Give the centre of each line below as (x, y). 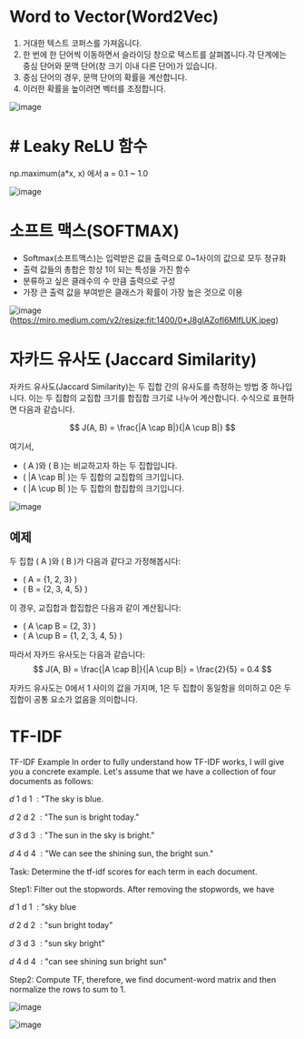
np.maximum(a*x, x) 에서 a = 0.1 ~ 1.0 (79, 173)
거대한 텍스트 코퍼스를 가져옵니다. (82, 43)
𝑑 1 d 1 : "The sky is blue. (57, 799)
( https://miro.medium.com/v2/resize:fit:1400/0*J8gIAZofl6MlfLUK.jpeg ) (144, 319)
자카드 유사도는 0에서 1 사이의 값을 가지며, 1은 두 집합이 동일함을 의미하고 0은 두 (151, 688)
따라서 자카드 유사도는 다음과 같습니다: (77, 654)
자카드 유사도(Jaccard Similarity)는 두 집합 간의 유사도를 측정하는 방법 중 (139, 386)
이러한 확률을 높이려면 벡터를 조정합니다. (94, 88)
